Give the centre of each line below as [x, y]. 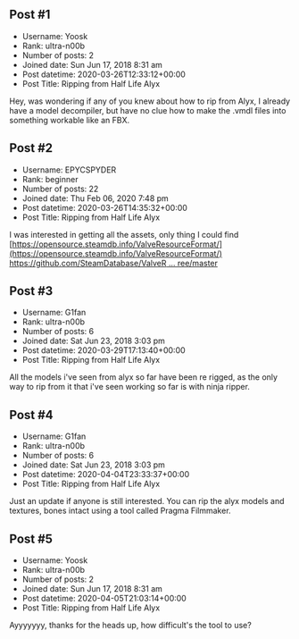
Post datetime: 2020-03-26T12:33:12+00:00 [104, 74]
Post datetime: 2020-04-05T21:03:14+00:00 [104, 599]
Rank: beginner [50, 179]
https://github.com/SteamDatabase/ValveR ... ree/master [114, 263]
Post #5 [31, 538]
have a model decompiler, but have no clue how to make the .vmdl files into [148, 110]
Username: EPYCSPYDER [69, 170]
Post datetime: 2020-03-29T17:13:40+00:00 [104, 350]
